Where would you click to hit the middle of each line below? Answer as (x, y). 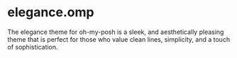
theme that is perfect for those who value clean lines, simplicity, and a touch (119, 39)
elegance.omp (51, 12)
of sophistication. (33, 47)
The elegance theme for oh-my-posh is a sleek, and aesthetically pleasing (116, 32)
